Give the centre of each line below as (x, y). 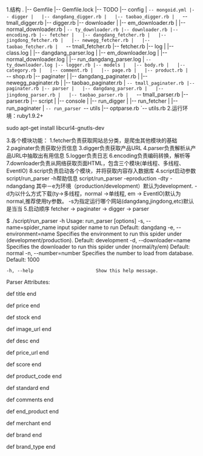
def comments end (30, 400)
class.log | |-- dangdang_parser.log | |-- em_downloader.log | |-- (87, 53)
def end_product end (33, 411)
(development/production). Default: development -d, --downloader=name (98, 240)
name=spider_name (31, 227)
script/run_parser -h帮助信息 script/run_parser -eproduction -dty (87, 178)
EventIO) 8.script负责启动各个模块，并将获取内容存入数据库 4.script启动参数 (101, 171)
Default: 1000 (23, 260)
